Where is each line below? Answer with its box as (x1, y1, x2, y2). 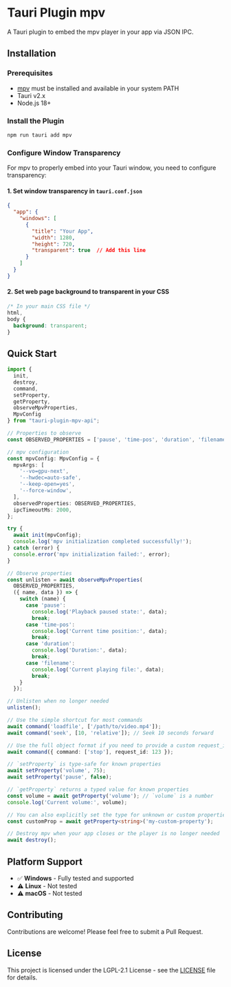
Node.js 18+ (16, 99, 52, 107)
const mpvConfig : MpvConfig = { (7, 455, 100, 462)
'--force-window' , (19, 487, 72, 494)
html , (7, 309, 23, 316)
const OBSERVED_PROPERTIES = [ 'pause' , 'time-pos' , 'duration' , (7, 436, 195, 443)
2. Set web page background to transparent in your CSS (7, 288, 170, 296)
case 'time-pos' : (25, 621, 76, 628)
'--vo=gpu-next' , (19, 468, 69, 475)
